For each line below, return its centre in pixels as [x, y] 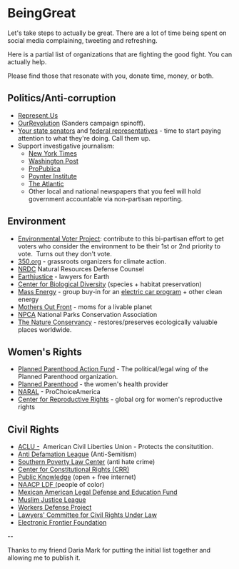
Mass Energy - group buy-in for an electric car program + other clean [120, 291]
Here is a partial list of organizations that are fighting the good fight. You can [120, 54]
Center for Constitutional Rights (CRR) [73, 470]
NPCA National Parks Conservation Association [87, 314]
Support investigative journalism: [66, 146]
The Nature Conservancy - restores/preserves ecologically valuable [117, 322]
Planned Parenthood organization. [68, 377]
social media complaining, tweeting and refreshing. [83, 40]
